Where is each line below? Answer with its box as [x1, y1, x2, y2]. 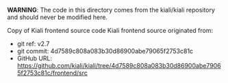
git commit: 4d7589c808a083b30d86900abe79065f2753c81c [16, 47, 194, 55]
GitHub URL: [16, 54, 53, 62]
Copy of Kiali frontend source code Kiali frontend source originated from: [7, 27, 214, 34]
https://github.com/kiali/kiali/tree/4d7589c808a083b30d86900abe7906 [16, 62, 221, 69]
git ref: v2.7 [16, 40, 50, 47]
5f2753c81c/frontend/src [16, 69, 88, 77]
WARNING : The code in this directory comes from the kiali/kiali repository [7, 6, 216, 14]
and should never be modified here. [7, 13, 108, 21]
